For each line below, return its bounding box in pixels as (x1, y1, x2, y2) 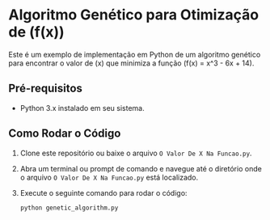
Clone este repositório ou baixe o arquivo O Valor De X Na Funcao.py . (19, 148, 252, 158)
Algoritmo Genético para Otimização (8, 6, 259, 24)
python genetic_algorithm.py (19, 204, 119, 212)
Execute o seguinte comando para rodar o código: (19, 188, 188, 197)
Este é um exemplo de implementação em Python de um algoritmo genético (8, 49, 261, 59)
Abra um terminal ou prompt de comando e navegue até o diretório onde (19, 163, 263, 173)
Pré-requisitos (8, 82, 83, 95)
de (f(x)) (8, 23, 65, 41)
